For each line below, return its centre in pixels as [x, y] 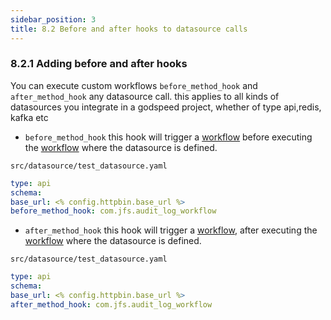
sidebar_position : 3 [53, 19]
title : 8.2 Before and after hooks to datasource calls [129, 29]
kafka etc [29, 117]
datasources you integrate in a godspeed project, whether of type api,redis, [166, 107]
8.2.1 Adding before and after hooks [99, 64]
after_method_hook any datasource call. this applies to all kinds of [145, 96]
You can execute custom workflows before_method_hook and [134, 85]
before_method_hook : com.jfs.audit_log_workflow [113, 211]
